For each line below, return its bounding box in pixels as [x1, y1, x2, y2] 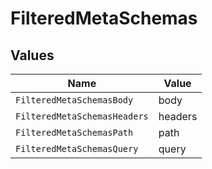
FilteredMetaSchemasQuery [15, 143, 139, 154]
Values [10, 47, 55, 64]
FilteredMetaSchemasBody [15, 95, 134, 106]
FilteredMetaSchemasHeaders [15, 111, 149, 122]
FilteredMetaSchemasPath [15, 127, 134, 138]
